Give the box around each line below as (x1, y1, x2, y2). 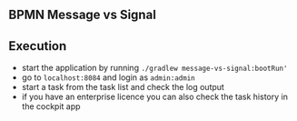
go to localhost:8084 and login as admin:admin (21, 72, 196, 83)
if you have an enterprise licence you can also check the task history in (21, 91, 288, 103)
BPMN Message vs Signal (8, 7, 156, 23)
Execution (8, 38, 67, 54)
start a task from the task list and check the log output (21, 82, 224, 93)
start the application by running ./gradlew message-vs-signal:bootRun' (21, 63, 288, 74)
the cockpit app (21, 101, 81, 112)
